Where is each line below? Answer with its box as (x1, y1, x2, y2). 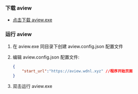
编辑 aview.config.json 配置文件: (12, 54, 80, 60)
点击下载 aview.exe (12, 17, 53, 23)
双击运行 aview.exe (12, 83, 53, 89)
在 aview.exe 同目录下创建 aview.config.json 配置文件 (12, 43, 123, 49)
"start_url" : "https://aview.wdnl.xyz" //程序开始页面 (22, 69, 133, 74)
